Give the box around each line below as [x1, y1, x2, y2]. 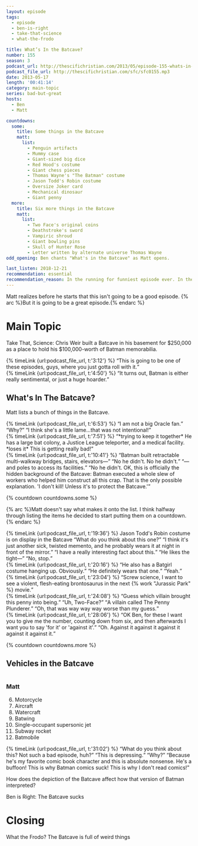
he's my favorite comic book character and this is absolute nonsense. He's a [6, 757, 192, 765]
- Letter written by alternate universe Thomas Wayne [27, 249, 162, 256]
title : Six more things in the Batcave [16, 205, 115, 211]
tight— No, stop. [6, 554, 51, 561]
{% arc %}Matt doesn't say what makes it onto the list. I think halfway [6, 505, 176, 512]
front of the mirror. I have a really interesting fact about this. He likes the [6, 548, 190, 556]
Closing [6, 814, 45, 827]
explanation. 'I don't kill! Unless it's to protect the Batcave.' [6, 482, 148, 490]
